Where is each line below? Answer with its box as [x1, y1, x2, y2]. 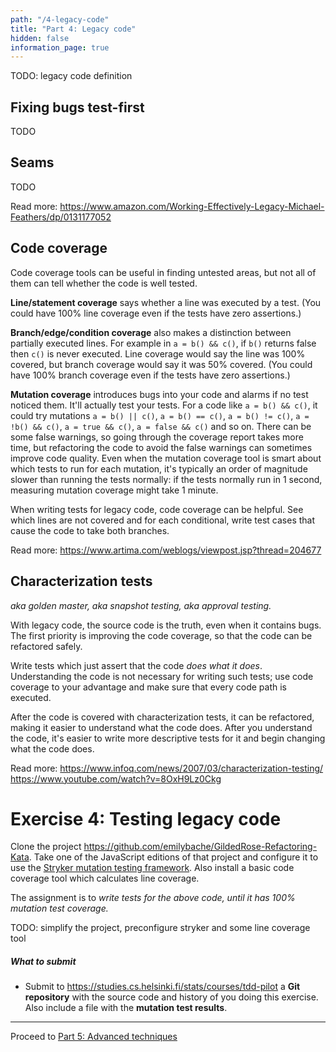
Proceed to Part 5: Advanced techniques [10, 1031, 178, 1043]
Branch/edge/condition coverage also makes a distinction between [10, 326, 292, 338]
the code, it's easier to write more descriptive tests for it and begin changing [10, 732, 326, 744]
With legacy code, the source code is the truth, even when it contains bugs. [10, 619, 322, 631]
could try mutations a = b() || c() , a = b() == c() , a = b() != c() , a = [10, 409, 310, 421]
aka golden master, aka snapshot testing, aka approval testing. [10, 599, 272, 611]
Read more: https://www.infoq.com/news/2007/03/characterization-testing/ [10, 762, 324, 774]
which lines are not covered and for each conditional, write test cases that [10, 514, 316, 526]
